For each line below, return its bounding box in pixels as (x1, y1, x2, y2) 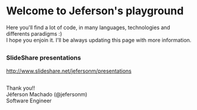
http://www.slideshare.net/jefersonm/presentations (6, 67, 132, 74)
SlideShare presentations (6, 54, 82, 62)
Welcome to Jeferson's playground (6, 4, 184, 18)
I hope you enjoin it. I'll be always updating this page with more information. (6, 36, 192, 43)
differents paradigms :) (6, 30, 62, 37)
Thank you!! (6, 84, 36, 92)
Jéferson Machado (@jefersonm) (6, 91, 87, 98)
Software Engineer (6, 97, 52, 105)
